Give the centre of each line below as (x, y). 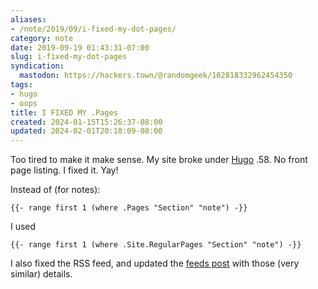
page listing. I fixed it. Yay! (64, 170)
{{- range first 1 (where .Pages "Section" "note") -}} (129, 208)
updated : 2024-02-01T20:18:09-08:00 (86, 131)
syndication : (37, 66)
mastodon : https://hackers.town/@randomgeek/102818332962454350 (156, 76)
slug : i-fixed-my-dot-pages (69, 57)
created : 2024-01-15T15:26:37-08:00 (86, 122)
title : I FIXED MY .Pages (64, 112)
